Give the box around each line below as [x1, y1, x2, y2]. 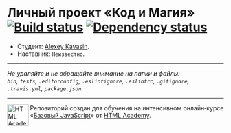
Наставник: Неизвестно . [16, 50, 85, 58]
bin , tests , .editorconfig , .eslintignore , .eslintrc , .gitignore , [7, 76, 190, 85]
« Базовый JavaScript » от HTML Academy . [30, 111, 151, 119]
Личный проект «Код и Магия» [7, 5, 195, 21]
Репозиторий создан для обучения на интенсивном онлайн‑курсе [30, 103, 224, 112]
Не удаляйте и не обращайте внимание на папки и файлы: [7, 69, 180, 77]
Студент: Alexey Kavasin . [16, 42, 90, 50]
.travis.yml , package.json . [7, 84, 84, 92]
